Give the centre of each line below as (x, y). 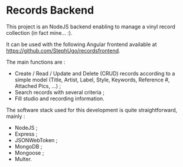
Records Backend (50, 10)
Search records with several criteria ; (60, 92)
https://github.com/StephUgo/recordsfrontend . (63, 50)
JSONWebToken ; (36, 140)
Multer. (23, 159)
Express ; (26, 134)
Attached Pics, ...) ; (38, 86)
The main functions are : (36, 62)
